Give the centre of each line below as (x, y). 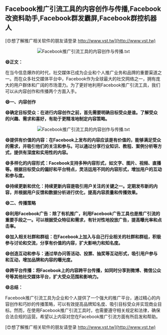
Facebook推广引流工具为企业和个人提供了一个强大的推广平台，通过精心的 (81, 298)
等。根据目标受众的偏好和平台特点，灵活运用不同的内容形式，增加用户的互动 (83, 169)
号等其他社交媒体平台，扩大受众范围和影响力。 (53, 277)
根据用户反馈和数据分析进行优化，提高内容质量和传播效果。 (79, 192)
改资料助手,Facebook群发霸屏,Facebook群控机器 (81, 18)
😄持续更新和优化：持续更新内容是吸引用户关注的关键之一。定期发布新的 (79, 186)
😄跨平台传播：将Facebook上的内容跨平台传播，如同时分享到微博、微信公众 (83, 270)
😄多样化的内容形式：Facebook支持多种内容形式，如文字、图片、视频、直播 (83, 163)
